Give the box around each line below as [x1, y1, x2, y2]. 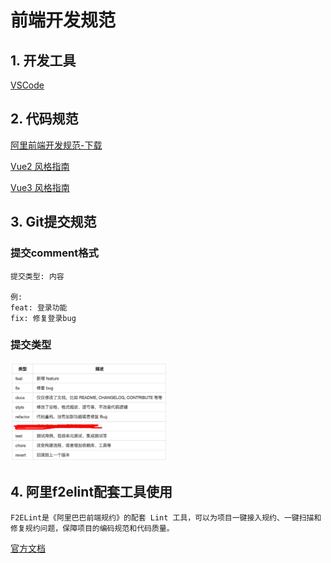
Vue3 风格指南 [10, 181, 70, 193]
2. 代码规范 [10, 111, 79, 128]
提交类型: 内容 [10, 271, 65, 281]
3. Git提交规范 [10, 214, 97, 231]
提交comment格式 [10, 246, 99, 260]
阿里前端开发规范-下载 [10, 139, 103, 151]
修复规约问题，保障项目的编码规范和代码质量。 [10, 523, 175, 533]
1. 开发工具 [10, 52, 77, 69]
